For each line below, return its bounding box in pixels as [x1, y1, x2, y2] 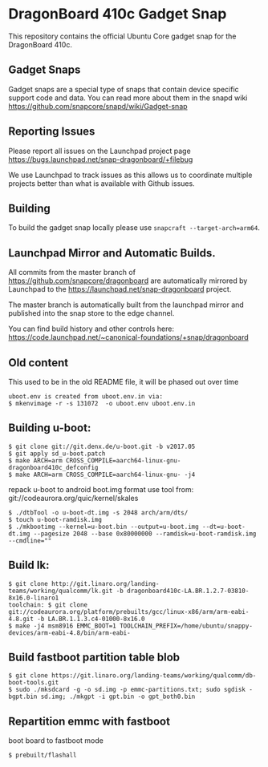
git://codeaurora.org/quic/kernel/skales [8, 493, 139, 503]
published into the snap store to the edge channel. [8, 309, 175, 318]
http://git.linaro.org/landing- [51, 579, 160, 587]
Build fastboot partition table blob [8, 651, 181, 664]
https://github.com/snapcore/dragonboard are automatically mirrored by [8, 276, 248, 285]
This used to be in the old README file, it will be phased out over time [8, 377, 239, 386]
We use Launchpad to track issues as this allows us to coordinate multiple [8, 170, 253, 180]
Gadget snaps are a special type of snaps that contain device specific [8, 84, 239, 94]
